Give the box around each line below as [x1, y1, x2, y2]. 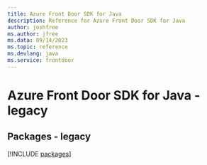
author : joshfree [7, 23, 59, 31]
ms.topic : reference [7, 43, 69, 50]
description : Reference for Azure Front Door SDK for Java [7, 17, 186, 24]
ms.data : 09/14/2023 [7, 37, 69, 44]
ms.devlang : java [7, 50, 59, 58]
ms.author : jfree [7, 30, 59, 38]
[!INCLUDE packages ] [7, 149, 72, 158]
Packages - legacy [7, 131, 91, 143]
